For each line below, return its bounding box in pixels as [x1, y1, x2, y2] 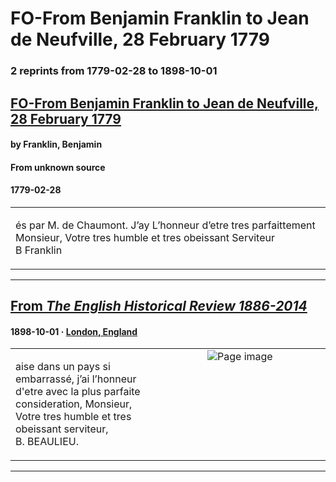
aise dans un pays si [15, 360, 111, 374]
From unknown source [10, 161, 106, 173]
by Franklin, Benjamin [10, 138, 103, 151]
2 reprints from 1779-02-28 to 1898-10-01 [10, 64, 218, 78]
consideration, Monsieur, [15, 397, 133, 411]
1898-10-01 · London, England [10, 325, 138, 337]
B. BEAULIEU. [15, 435, 79, 449]
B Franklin [15, 243, 63, 257]
